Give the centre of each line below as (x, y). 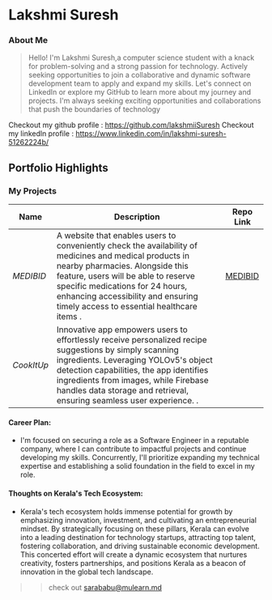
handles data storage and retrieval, (122, 390)
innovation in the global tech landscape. (87, 572)
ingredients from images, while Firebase (132, 381)
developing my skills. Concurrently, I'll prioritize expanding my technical (140, 457)
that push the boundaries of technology (94, 109)
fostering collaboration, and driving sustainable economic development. (140, 546)
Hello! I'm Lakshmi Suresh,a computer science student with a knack (141, 57)
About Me (28, 40)
